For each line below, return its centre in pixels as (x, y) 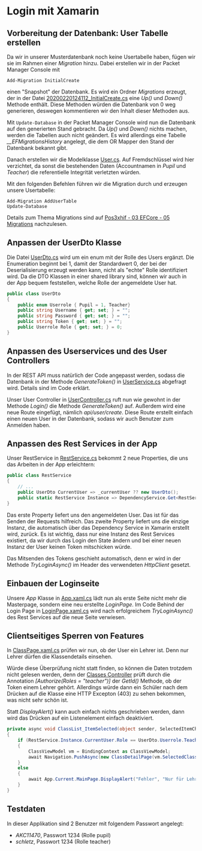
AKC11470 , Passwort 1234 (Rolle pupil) (63, 835)
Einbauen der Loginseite (53, 583)
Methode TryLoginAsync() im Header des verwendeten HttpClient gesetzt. (99, 565)
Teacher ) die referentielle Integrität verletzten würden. (74, 172)
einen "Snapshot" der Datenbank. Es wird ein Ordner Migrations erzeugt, (97, 92)
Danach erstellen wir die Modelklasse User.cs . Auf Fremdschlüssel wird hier (100, 159)
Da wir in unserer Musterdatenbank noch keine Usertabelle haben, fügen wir (101, 57)
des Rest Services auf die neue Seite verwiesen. (67, 617)
